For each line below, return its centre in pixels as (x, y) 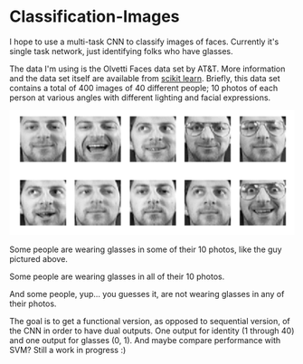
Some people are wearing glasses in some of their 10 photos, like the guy (146, 249)
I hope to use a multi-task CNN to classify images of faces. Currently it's (144, 42)
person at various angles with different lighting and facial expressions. (140, 98)
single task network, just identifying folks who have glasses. (121, 51)
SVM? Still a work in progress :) (68, 350)
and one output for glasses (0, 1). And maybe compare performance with (145, 340)
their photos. (33, 303)
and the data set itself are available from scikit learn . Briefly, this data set (145, 78)
